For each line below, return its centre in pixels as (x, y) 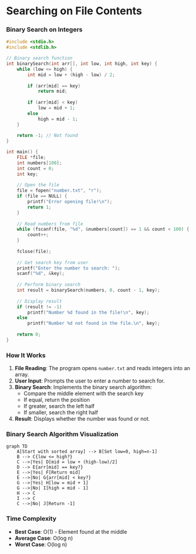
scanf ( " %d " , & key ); (41, 274)
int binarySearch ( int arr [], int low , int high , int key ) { (82, 64)
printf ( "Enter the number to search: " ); (68, 268)
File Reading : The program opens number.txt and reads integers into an (102, 368)
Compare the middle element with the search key (83, 393)
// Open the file (38, 185)
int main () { (22, 152)
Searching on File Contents (74, 11)
